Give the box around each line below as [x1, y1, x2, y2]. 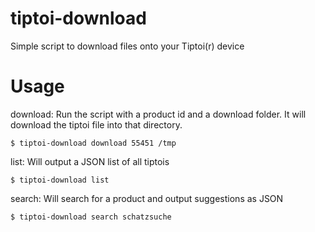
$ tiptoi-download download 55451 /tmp [10, 138, 177, 148]
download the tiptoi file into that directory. [10, 118, 183, 131]
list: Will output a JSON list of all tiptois [10, 155, 170, 167]
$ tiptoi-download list [10, 175, 110, 185]
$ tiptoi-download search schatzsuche [10, 212, 172, 222]
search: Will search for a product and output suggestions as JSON [10, 192, 284, 204]
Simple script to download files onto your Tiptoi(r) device [10, 40, 245, 52]
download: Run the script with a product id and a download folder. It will [10, 108, 307, 120]
